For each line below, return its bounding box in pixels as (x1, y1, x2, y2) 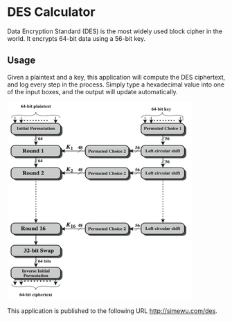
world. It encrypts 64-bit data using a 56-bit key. (7, 34, 146, 42)
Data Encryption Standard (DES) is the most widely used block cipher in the (7, 27, 223, 35)
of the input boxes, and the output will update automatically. (7, 87, 178, 96)
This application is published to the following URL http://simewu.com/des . (7, 306, 218, 315)
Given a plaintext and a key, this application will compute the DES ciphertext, (7, 73, 226, 81)
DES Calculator (7, 4, 96, 20)
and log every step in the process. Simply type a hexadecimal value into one (7, 80, 225, 89)
